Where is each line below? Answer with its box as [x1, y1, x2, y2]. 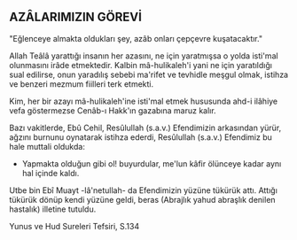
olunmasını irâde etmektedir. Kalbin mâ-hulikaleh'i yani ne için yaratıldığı [9, 59, 273, 70]
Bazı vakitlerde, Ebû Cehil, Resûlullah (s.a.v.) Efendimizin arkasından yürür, [9, 122, 282, 133]
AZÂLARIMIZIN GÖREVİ [9, 10, 142, 25]
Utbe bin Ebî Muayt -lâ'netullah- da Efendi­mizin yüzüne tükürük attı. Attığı [9, 184, 277, 196]
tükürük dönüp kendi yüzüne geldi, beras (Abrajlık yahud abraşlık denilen [9, 194, 277, 205]
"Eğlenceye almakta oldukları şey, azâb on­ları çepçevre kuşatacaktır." [9, 33, 263, 43]
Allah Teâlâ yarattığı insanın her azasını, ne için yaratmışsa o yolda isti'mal [9, 50, 278, 61]
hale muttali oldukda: [9, 141, 86, 151]
